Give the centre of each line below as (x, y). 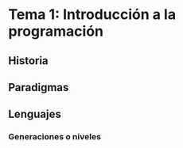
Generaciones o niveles (55, 137)
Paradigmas (39, 87)
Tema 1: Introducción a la (92, 15)
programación (56, 31)
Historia (29, 61)
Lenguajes (35, 114)
